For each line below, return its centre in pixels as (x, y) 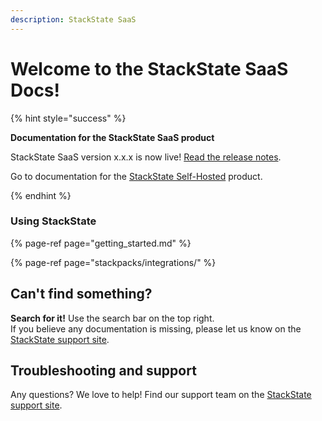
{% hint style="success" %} (68, 118)
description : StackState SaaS (73, 19)
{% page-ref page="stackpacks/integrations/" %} (113, 262)
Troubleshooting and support (103, 371)
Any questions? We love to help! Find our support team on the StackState (161, 395)
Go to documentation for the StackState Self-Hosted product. (136, 176)
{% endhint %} (41, 195)
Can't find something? (81, 294)
